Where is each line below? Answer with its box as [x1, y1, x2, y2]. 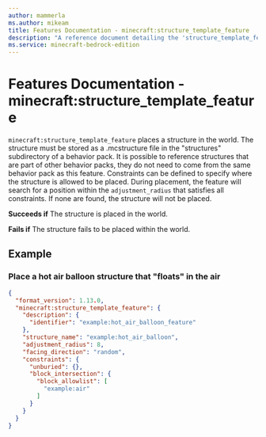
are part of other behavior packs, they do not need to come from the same [8, 160, 251, 170]
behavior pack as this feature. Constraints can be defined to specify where [8, 169, 253, 178]
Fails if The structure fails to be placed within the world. [8, 225, 191, 234]
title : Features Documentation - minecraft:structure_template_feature [8, 26, 249, 34]
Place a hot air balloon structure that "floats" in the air [8, 271, 221, 282]
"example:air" [43, 385, 90, 393]
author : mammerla [8, 11, 66, 20]
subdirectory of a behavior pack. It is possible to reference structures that [8, 152, 249, 161]
